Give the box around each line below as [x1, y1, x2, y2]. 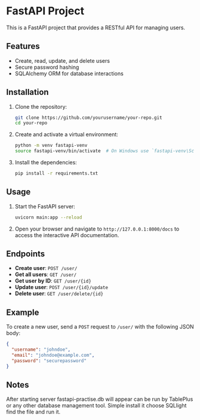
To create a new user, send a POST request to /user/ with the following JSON [6, 323, 194, 330]
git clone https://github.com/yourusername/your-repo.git [14, 115, 162, 121]
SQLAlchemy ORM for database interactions [14, 70, 124, 77]
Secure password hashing [14, 63, 79, 70]
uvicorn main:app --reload [14, 214, 82, 220]
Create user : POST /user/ [14, 265, 78, 272]
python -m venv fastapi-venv [14, 142, 88, 149]
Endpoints [6, 249, 45, 259]
